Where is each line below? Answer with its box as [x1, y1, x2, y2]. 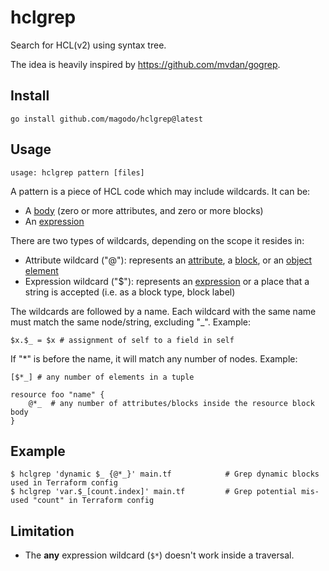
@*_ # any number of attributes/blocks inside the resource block [28, 398, 315, 408]
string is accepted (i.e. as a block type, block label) [24, 286, 236, 298]
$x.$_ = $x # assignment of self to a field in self [10, 335, 235, 345]
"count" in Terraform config [32, 496, 155, 506]
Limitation [10, 522, 75, 540]
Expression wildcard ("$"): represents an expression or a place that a [24, 275, 310, 287]
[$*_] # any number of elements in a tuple [10, 372, 195, 382]
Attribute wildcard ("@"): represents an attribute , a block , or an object [24, 254, 313, 266]
